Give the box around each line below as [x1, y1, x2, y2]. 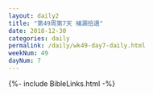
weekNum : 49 [8, 49, 48, 57]
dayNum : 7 [8, 57, 42, 65]
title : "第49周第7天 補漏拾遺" [8, 19, 104, 27]
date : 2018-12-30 [8, 27, 67, 35]
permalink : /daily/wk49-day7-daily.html [8, 42, 147, 50]
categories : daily [8, 34, 70, 43]
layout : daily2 [8, 11, 60, 20]
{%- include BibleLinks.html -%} [8, 78, 116, 89]
